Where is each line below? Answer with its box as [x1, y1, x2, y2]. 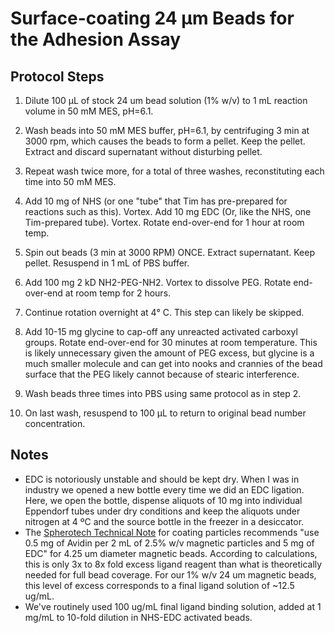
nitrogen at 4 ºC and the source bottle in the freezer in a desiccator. [24, 515, 305, 527]
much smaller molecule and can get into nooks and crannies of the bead [24, 358, 323, 369]
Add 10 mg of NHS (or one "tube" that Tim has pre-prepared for [24, 195, 288, 207]
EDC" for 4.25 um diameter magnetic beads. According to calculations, [24, 547, 318, 559]
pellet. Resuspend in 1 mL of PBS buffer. [24, 257, 190, 269]
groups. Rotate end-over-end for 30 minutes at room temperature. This [24, 337, 318, 348]
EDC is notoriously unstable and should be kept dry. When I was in [24, 473, 300, 485]
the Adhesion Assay [10, 28, 182, 51]
